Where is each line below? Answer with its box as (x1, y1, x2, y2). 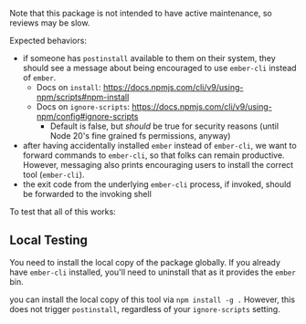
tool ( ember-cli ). (22, 169, 85, 180)
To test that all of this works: (9, 206, 116, 217)
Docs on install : (36, 82, 102, 92)
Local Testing (9, 233, 89, 248)
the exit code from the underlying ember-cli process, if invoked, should (22, 179, 291, 190)
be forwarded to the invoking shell (22, 189, 153, 199)
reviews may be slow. (9, 17, 90, 28)
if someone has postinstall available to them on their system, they (22, 53, 276, 63)
